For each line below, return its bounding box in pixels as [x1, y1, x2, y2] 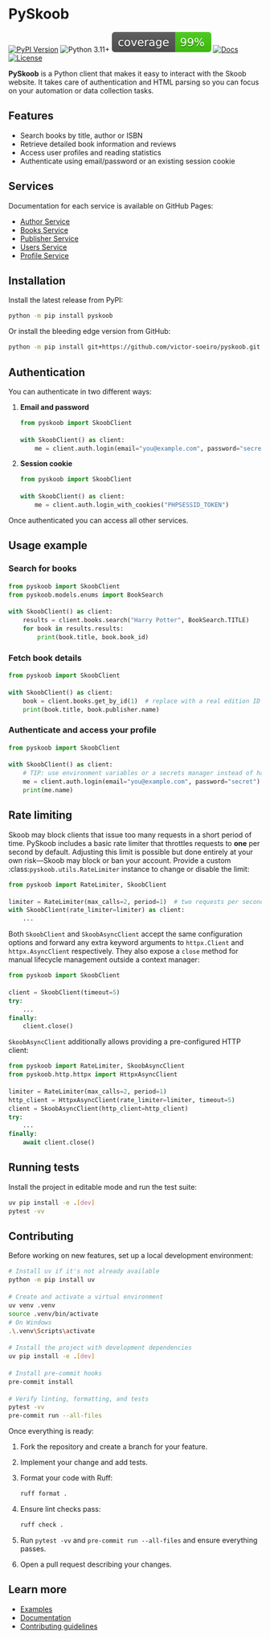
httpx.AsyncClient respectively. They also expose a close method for [8, 947, 239, 956]
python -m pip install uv [8, 1276, 95, 1284]
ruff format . [19, 1490, 67, 1498]
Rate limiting [8, 808, 72, 822]
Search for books [8, 563, 77, 574]
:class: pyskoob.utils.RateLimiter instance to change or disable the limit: [8, 864, 250, 873]
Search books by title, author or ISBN [19, 130, 143, 140]
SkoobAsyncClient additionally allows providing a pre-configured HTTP [8, 1037, 241, 1047]
